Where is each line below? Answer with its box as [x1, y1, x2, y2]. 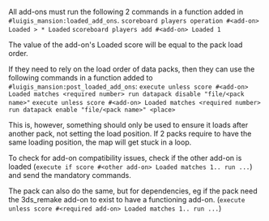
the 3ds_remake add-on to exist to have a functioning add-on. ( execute [8, 195, 246, 204]
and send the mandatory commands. [8, 171, 131, 180]
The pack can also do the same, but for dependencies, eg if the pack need [8, 186, 258, 196]
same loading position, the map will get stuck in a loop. [8, 137, 192, 147]
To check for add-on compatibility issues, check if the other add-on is [8, 154, 242, 162]
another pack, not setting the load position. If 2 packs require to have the [8, 129, 252, 138]
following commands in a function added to [8, 73, 153, 82]
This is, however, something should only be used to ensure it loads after [8, 120, 249, 129]
